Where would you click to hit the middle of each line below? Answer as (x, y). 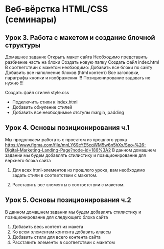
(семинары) (31, 19)
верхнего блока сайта (28, 160)
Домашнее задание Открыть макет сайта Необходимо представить (76, 57)
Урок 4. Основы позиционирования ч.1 (67, 128)
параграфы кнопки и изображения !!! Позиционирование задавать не (78, 78)
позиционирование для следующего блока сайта (57, 217)
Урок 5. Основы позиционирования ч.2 (68, 200)
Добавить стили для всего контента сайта (56, 237)
